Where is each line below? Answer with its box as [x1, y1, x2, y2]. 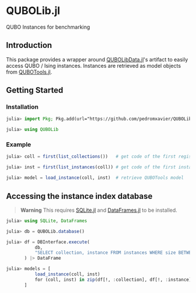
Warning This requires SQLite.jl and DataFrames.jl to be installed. [20, 206, 178, 213]
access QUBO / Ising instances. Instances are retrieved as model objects [6, 62, 181, 69]
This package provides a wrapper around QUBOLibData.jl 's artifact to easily [6, 56, 188, 63]
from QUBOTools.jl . [6, 68, 52, 75]
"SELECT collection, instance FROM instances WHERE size [34, 250, 176, 256]
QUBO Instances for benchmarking [6, 23, 90, 30]
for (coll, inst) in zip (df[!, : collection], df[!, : [34, 277, 168, 282]
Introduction [6, 40, 52, 50]
